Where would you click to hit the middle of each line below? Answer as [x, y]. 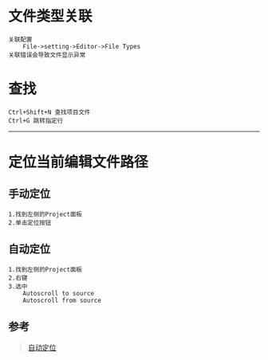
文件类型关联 [51, 16]
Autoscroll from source [62, 300]
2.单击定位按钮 [30, 223]
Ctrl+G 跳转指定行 [36, 120]
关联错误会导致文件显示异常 [47, 55]
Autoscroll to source [58, 293]
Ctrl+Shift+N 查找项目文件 [49, 112]
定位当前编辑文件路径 [79, 162]
